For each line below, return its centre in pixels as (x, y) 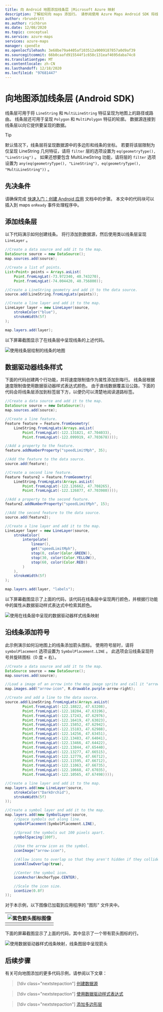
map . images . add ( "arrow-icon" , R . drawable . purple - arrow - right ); (70, 689)
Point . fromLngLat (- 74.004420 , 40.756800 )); (58, 281)
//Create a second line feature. (39, 472)
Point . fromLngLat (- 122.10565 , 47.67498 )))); (68, 775)
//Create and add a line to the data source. (52, 698)
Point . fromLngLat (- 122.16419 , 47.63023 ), (65, 720)
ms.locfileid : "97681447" (31, 73)
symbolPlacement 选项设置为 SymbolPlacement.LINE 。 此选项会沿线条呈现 (77, 651)
